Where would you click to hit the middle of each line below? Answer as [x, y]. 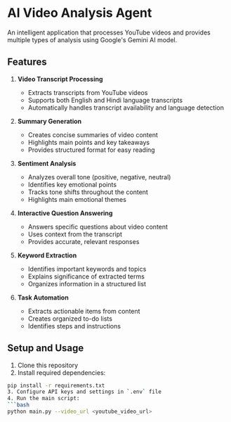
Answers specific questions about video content [98, 226]
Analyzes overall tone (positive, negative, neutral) [99, 177]
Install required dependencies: [61, 372]
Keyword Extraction [47, 255]
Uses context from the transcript [75, 234]
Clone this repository [48, 365]
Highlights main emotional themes [77, 199]
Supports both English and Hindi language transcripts [105, 100]
